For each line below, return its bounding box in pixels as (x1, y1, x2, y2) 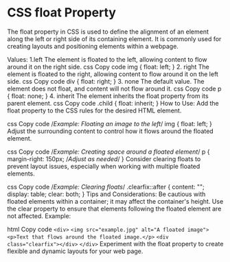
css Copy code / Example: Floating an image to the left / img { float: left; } (7, 119, 213, 128)
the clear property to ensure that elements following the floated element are (7, 204, 222, 213)
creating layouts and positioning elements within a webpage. (7, 42, 179, 50)
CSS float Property (7, 5, 117, 21)
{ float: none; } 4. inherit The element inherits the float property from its (7, 91, 209, 100)
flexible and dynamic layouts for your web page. (7, 247, 143, 255)
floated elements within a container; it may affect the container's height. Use (7, 197, 224, 205)
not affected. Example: (7, 211, 71, 220)
